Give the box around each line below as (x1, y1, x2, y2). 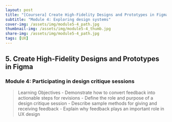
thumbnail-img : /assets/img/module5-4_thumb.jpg (5, 26, 111, 32)
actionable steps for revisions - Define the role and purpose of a (17, 95, 154, 101)
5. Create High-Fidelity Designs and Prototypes (5, 54, 160, 64)
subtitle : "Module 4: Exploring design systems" (5, 17, 111, 22)
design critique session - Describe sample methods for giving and (17, 100, 157, 106)
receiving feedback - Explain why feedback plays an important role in (17, 105, 165, 112)
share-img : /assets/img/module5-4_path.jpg (5, 31, 100, 36)
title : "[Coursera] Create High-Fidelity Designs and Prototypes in (5, 12, 155, 17)
